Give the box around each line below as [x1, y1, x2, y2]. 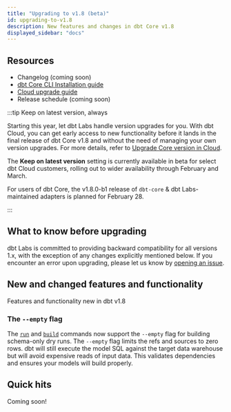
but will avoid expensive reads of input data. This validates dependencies [7, 351, 216, 360]
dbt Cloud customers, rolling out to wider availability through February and [7, 165, 219, 173]
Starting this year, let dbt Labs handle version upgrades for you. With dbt [7, 122, 214, 130]
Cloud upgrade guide [17, 87, 78, 96]
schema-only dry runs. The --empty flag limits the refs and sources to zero [7, 337, 219, 345]
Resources [7, 54, 54, 66]
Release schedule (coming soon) [17, 95, 111, 103]
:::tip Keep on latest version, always [7, 108, 108, 117]
